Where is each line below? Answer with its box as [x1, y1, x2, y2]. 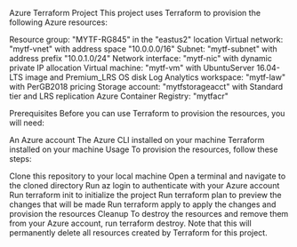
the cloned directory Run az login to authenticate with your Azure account [9, 180, 280, 190]
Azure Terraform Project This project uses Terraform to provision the [9, 8, 261, 18]
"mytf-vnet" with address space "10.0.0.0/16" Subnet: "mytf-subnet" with [9, 44, 277, 54]
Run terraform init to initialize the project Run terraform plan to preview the [9, 190, 282, 200]
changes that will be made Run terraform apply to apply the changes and [9, 199, 277, 210]
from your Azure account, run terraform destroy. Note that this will [9, 218, 252, 228]
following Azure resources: [9, 17, 108, 28]
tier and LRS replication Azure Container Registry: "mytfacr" [9, 91, 229, 101]
